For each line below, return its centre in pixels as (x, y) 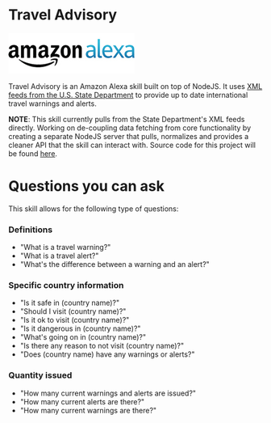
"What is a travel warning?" (65, 247)
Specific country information (66, 286)
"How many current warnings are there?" (88, 410)
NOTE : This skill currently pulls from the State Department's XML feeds (127, 119)
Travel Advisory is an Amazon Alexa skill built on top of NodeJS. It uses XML (135, 86)
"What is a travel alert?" (59, 256)
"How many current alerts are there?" (82, 401)
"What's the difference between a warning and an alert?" (115, 264)
